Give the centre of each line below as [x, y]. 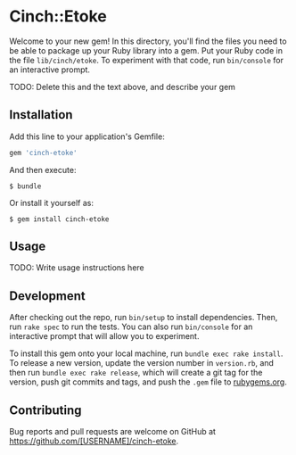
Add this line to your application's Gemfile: [87, 136]
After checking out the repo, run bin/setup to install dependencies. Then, [144, 318]
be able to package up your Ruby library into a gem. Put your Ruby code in [146, 50]
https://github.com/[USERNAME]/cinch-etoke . [94, 441]
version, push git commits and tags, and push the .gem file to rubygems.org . [148, 382]
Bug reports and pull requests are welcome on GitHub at [113, 432]
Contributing [45, 410]
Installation [41, 115]
